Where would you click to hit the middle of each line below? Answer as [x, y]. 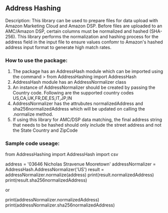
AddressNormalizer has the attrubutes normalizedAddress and [78, 103]
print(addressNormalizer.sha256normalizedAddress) [60, 205]
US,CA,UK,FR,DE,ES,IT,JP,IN [42, 98]
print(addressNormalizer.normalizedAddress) [52, 200]
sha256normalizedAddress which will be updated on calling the [79, 109]
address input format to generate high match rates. [58, 47]
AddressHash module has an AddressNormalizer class [69, 82]
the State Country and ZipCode [45, 130]
